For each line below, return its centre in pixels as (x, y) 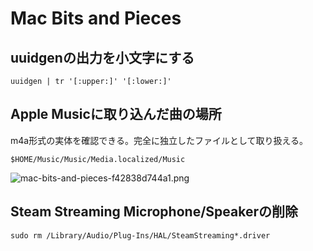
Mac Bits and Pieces (96, 18)
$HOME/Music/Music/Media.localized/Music (98, 159)
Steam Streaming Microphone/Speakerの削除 (154, 212)
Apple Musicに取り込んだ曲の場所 (116, 114)
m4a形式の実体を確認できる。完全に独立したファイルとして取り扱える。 (159, 140)
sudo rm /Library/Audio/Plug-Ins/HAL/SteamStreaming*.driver (140, 235)
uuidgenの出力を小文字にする (102, 57)
